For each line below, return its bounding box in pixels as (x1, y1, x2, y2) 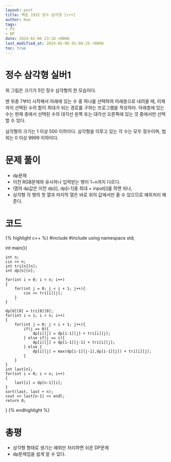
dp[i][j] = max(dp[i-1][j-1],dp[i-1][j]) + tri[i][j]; (32, 349, 152, 354)
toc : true (5, 46, 27, 51)
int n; (5, 255, 19, 260)
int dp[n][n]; (5, 268, 36, 274)
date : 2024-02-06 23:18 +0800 (5, 36, 70, 41)
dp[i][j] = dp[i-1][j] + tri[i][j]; (32, 331, 111, 336)
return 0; (5, 398, 27, 404)
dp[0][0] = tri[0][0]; (5, 308, 54, 314)
